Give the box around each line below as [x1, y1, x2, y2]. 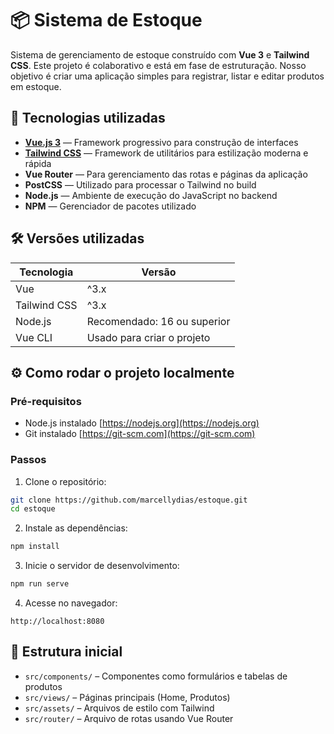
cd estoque [10, 504, 56, 514]
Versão [141, 265, 177, 279]
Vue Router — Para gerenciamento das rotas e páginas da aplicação [24, 168, 308, 180]
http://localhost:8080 [10, 617, 105, 627]
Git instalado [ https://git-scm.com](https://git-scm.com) [24, 428, 256, 440]
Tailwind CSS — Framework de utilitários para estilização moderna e [24, 147, 309, 159]
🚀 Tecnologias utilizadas [10, 110, 166, 127]
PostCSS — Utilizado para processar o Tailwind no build [24, 178, 257, 191]
